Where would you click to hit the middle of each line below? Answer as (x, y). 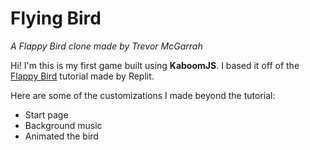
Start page (46, 114)
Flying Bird (56, 18)
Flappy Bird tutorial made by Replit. (82, 76)
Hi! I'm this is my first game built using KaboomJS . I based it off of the (155, 65)
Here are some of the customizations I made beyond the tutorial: (143, 95)
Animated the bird (61, 136)
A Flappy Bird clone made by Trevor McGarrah (106, 46)
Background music (63, 125)
